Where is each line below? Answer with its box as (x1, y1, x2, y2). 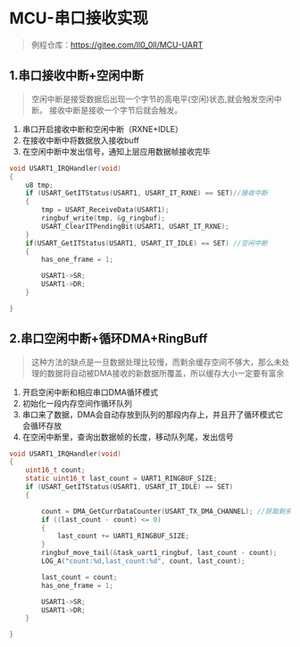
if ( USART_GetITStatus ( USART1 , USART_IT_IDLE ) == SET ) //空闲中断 (25, 239, 268, 248)
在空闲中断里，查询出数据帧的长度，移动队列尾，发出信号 (21, 431, 234, 442)
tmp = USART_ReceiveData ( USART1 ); (41, 206, 170, 214)
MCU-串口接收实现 (9, 8, 149, 29)
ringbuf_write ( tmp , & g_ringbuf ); (41, 214, 166, 223)
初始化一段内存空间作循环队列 (21, 398, 132, 408)
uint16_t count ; (25, 466, 87, 475)
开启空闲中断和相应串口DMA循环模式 (21, 386, 159, 398)
